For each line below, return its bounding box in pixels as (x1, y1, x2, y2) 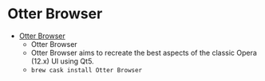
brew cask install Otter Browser (30, 66, 143, 74)
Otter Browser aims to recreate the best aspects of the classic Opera (30, 48, 257, 57)
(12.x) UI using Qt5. (30, 56, 94, 66)
